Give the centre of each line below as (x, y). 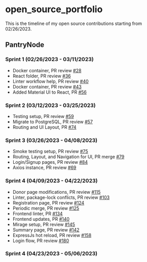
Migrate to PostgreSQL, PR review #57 (52, 122)
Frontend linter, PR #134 (38, 213)
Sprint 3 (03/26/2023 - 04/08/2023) (51, 140)
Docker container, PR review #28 (47, 70)
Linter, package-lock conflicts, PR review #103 (61, 197)
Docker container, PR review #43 (47, 86)
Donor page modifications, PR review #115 (57, 192)
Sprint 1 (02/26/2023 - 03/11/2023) (49, 60)
